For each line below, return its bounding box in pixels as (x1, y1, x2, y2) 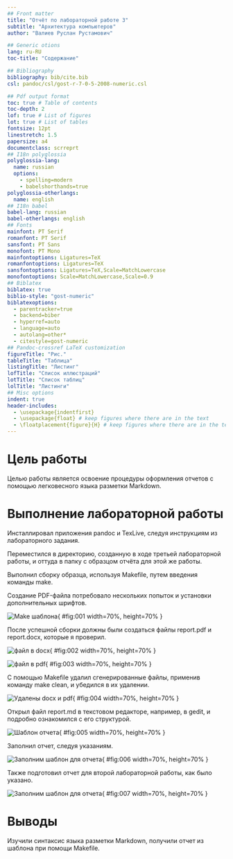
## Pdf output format (7, 93, 70, 100)
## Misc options (7, 389, 54, 396)
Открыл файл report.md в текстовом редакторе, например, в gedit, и (7, 707, 211, 715)
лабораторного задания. (7, 536, 80, 544)
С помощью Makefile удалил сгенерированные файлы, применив (7, 673, 200, 682)
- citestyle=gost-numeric (13, 338, 89, 345)
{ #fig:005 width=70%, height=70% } (58, 728, 166, 736)
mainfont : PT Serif (7, 228, 64, 235)
